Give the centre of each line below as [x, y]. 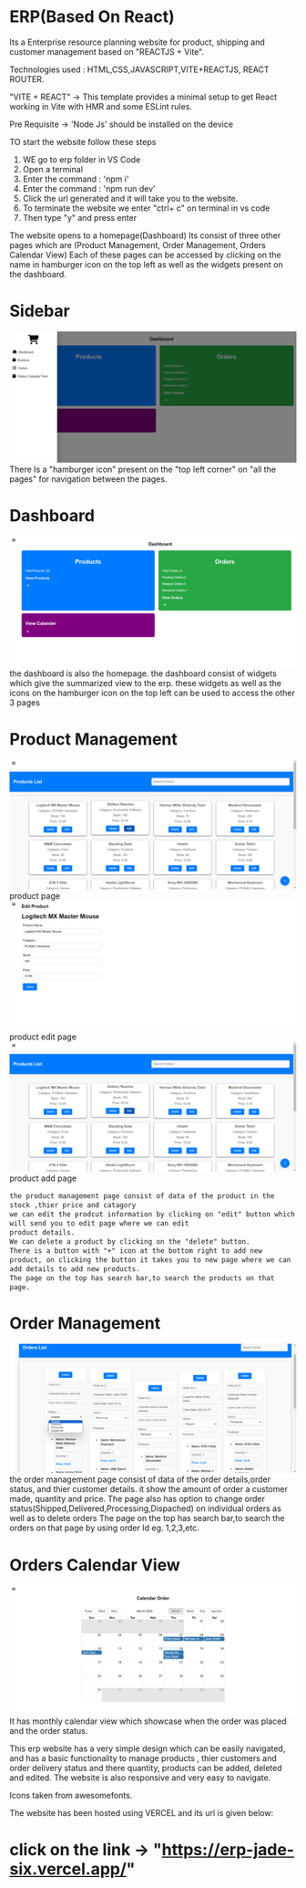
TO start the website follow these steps [83, 141]
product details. [42, 1232]
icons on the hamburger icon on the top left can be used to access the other [153, 693]
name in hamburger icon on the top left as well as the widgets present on [147, 264]
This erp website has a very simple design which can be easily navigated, [148, 1748]
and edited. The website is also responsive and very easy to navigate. [140, 1778]
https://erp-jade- [228, 1850]
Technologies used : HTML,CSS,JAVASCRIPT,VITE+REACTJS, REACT [140, 69]
